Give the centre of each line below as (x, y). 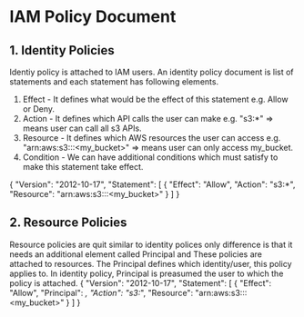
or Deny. (39, 109)
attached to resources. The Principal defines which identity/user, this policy (151, 263)
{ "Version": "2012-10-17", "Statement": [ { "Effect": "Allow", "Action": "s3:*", (152, 184)
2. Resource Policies (68, 223)
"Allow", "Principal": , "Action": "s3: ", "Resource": (101, 292)
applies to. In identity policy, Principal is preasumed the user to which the (147, 273)
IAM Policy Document (93, 17)
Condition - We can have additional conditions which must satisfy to (150, 157)
